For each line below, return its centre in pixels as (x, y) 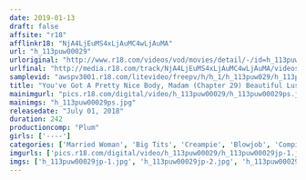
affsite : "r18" (38, 35)
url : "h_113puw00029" (51, 52)
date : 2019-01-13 (42, 18)
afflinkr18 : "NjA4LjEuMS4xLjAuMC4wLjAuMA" (91, 43)
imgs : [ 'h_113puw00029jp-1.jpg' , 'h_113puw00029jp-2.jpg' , (124, 161)
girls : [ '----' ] (40, 136)
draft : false (34, 26)
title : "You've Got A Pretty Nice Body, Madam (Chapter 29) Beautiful (146, 85)
